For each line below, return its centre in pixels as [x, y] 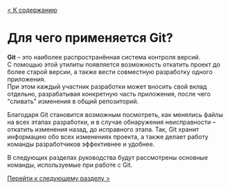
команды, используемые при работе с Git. [70, 165]
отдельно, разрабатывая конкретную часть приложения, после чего [109, 93]
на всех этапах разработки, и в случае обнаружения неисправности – [112, 122]
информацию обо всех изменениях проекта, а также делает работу [108, 136]
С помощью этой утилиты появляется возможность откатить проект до [114, 64]
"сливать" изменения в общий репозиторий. [73, 101]
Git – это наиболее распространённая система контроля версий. [104, 57]
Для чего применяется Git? [90, 38]
